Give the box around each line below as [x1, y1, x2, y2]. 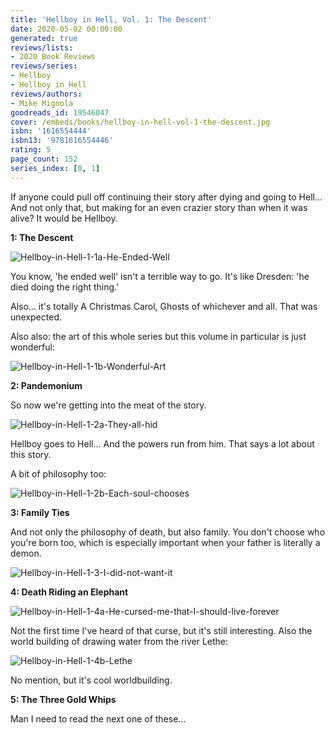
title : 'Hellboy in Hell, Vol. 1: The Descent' [10, 14, 213, 25]
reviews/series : [10, 61, 78, 71]
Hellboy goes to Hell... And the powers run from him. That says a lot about [10, 437, 315, 450]
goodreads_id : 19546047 [10, 107, 110, 118]
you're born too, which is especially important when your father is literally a [10, 536, 321, 548]
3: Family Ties [10, 506, 70, 518]
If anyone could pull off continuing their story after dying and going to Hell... [10, 191, 323, 203]
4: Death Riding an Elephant [10, 586, 129, 598]
